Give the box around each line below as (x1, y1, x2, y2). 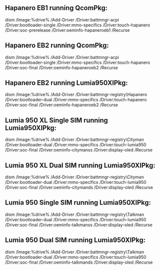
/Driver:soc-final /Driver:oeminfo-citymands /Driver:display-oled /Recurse (5, 185, 153, 191)
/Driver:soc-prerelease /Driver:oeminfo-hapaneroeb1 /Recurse (5, 27, 130, 33)
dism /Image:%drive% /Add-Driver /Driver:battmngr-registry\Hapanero (5, 92, 147, 97)
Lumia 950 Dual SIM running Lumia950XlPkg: (5, 236, 146, 244)
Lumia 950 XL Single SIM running (5, 116, 108, 124)
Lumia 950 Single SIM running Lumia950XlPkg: (5, 198, 151, 207)
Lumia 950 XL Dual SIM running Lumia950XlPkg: (5, 161, 156, 170)
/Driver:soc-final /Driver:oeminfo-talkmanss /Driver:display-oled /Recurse (5, 222, 153, 228)
